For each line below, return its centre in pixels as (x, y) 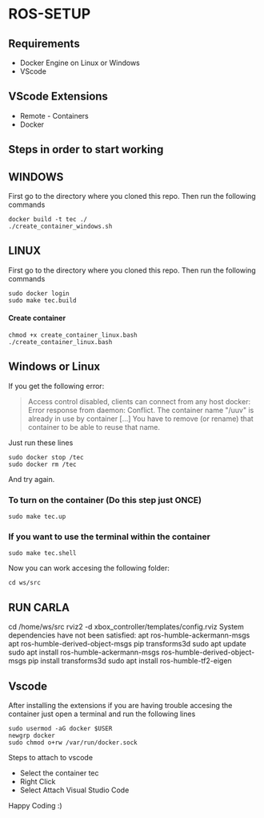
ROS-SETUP (50, 14)
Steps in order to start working (86, 150)
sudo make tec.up (37, 517)
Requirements (44, 44)
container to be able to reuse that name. (94, 427)
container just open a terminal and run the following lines (102, 714)
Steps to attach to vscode (51, 758)
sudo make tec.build (43, 300)
